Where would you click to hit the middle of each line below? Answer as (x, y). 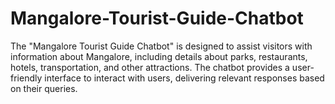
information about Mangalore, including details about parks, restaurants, (159, 56)
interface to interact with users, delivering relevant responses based (184, 78)
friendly (26, 78)
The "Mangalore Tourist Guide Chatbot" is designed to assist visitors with (161, 46)
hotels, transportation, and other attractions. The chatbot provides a (150, 67)
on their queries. (44, 88)
